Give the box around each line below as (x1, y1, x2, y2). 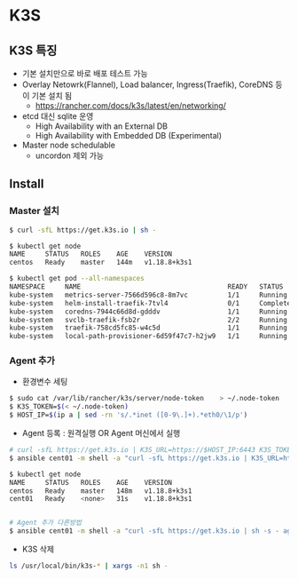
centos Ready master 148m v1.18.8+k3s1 (9, 486, 192, 496)
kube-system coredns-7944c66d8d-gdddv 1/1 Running (9, 307, 288, 316)
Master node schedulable (21, 139, 115, 150)
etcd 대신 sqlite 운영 (21, 111, 94, 121)
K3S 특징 (9, 43, 58, 58)
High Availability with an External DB (35, 121, 169, 131)
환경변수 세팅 (21, 377, 68, 387)
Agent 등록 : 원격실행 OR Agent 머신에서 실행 (21, 428, 181, 439)
